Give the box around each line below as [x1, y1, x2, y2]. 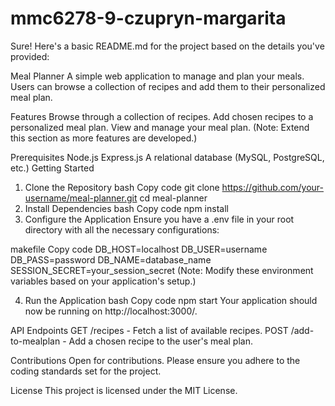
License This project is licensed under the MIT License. [10, 384, 238, 396]
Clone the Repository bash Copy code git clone [24, 181, 220, 193]
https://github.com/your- [221, 181, 324, 193]
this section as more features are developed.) [10, 132, 198, 144]
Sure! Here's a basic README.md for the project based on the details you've [10, 40, 325, 52]
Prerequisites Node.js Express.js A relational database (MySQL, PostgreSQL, [10, 151, 325, 163]
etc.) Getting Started [10, 162, 95, 174]
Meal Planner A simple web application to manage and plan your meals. [10, 70, 305, 82]
